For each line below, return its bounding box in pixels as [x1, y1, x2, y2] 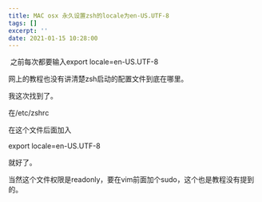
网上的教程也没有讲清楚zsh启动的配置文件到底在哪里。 [8, 74, 189, 84]
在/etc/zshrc [8, 108, 50, 118]
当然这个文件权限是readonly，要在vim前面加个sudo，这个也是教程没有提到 [8, 175, 254, 184]
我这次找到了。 [8, 91, 58, 101]
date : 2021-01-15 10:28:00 [8, 34, 98, 42]
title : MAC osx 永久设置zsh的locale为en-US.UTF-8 [8, 11, 169, 20]
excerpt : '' [8, 26, 48, 34]
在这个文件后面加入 [8, 125, 72, 135]
